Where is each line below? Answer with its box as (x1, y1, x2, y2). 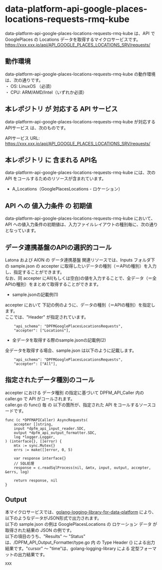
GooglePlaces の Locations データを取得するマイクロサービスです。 (5, 36, 141, 42)
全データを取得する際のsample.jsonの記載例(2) (12, 337, 106, 343)
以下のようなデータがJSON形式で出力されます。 (5, 515, 102, 521)
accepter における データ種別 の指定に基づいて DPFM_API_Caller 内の (5, 390, 144, 396)
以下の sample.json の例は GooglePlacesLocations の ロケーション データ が (5, 521, 157, 527)
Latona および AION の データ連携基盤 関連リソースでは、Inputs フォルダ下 (5, 257, 156, 263)
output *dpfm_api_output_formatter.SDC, (14, 430, 97, 435)
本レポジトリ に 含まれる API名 (5, 155, 97, 164)
